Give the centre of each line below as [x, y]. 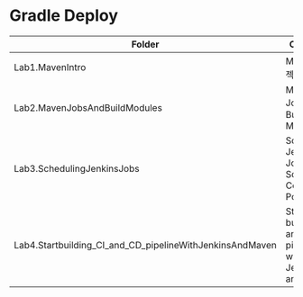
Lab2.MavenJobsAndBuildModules [88, 107]
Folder [145, 44]
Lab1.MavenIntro [50, 67]
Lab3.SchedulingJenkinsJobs [77, 168]
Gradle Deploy [64, 16]
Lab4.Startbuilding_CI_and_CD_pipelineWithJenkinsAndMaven [146, 245]
